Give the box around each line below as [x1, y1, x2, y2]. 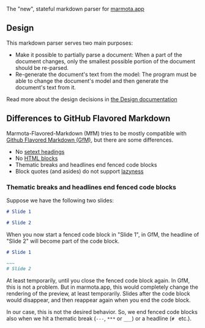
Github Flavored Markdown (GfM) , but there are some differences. [6, 136, 173, 143]
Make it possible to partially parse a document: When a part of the [15, 51, 182, 58]
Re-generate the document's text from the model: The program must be [15, 71, 197, 78]
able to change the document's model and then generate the [15, 77, 169, 85]
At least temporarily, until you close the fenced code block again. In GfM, [6, 277, 190, 284]
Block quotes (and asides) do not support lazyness [15, 167, 144, 175]
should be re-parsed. [15, 64, 69, 71]
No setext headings [15, 148, 65, 155]
